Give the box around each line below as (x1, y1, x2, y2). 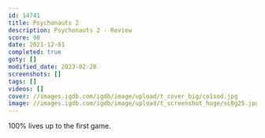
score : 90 (8, 33, 41, 42)
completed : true (8, 48, 62, 56)
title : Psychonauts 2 (8, 19, 80, 27)
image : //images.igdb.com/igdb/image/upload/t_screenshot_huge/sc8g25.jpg (8, 99, 259, 107)
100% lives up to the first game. (8, 121, 112, 131)
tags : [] (8, 77, 37, 85)
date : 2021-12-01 (8, 41, 65, 49)
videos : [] (8, 84, 44, 93)
